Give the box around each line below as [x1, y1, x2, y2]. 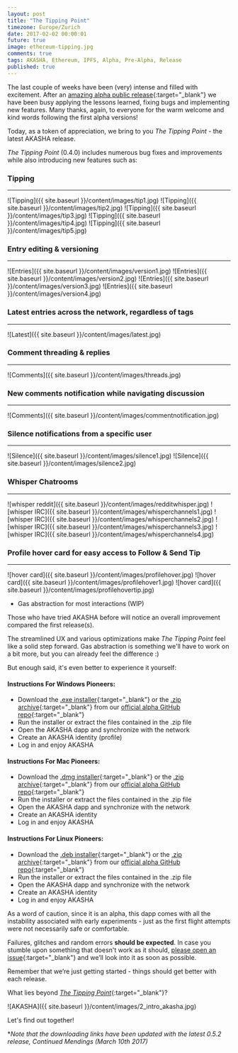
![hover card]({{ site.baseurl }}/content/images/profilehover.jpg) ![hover [7, 571, 216, 579]
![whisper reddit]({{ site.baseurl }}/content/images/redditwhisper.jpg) [7, 499, 210, 508]
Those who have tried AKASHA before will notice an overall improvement [7, 613, 221, 622]
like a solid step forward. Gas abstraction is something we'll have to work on [7, 642, 229, 650]
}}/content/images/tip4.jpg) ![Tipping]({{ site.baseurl [7, 218, 161, 227]
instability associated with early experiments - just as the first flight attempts [7, 917, 231, 925]
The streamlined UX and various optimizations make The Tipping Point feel [7, 634, 226, 643]
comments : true [7, 50, 52, 58]
